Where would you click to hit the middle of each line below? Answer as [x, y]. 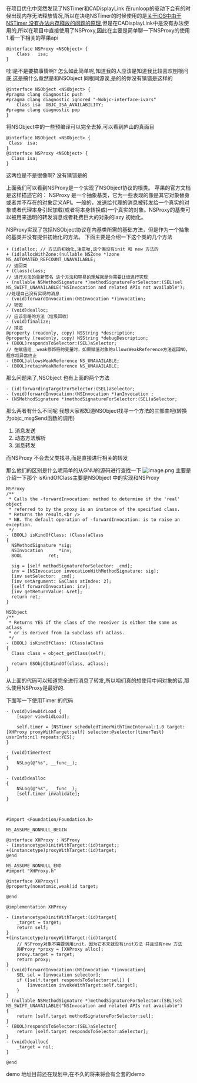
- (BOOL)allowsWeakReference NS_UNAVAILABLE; [63, 361]
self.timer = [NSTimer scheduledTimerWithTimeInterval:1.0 [91, 727]
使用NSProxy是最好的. [38, 688]
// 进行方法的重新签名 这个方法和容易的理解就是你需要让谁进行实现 [77, 278]
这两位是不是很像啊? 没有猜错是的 [47, 175]
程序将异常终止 [21, 356]
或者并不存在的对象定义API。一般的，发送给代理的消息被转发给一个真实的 [95, 203]
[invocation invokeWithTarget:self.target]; [83, 985]
